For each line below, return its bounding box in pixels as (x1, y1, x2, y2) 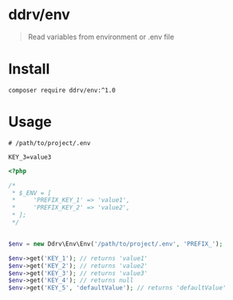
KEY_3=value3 (8, 153, 52, 161)
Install (8, 60, 50, 78)
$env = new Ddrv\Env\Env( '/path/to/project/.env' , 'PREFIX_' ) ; (8, 239, 223, 248)
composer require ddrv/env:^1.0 (8, 86, 116, 94)
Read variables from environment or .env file (27, 32, 175, 41)
